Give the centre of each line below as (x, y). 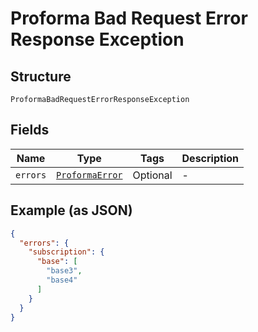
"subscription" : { (66, 252)
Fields (30, 130)
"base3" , (64, 271)
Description (210, 158)
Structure (41, 76)
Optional (152, 175)
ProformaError (89, 175)
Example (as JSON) (71, 210)
